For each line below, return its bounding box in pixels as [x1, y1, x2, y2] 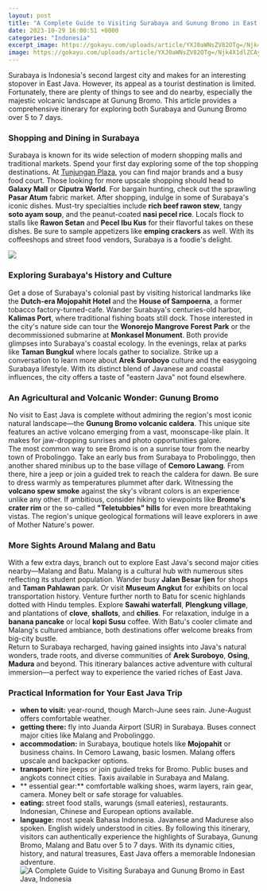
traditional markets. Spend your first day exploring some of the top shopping [8, 159, 259, 169]
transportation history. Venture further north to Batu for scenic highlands [8, 591, 246, 601]
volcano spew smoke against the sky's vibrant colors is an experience [8, 486, 240, 495]
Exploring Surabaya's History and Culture [8, 269, 172, 281]
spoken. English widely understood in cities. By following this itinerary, [19, 823, 250, 833]
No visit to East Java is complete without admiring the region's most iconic [8, 410, 253, 420]
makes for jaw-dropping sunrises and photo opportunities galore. [8, 435, 222, 445]
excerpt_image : [8, 41, 59, 49]
